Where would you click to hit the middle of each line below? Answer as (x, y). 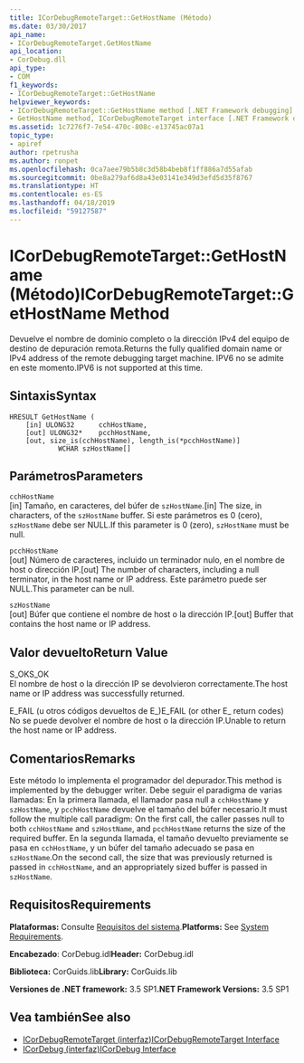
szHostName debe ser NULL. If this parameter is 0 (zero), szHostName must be (149, 525)
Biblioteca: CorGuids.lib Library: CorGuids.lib (94, 971)
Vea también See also (70, 1017)
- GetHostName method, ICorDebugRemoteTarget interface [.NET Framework (149, 119)
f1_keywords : (34, 85)
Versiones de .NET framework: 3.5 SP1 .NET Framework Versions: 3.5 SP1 (149, 989)
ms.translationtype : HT (54, 186)
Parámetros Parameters (76, 476)
